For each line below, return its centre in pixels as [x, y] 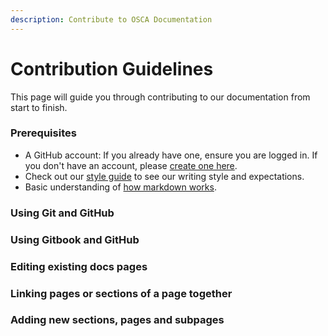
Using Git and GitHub [62, 213]
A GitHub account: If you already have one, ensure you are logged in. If [171, 155]
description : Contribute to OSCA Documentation [111, 19]
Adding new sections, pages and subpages [117, 320]
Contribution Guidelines [112, 68]
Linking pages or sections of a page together [121, 293]
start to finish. [39, 107]
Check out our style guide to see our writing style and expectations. [164, 176]
